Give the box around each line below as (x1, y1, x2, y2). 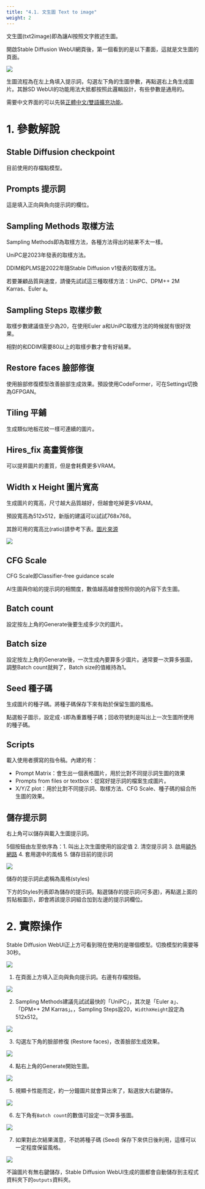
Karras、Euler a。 (6, 285, 51, 292)
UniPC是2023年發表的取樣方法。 (6, 251, 89, 259)
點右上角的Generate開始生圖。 (15, 1062, 93, 1069)
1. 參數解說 (6, 122, 60, 136)
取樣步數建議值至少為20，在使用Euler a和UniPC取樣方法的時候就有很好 (6, 322, 185, 329)
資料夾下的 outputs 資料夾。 (6, 1176, 75, 1183)
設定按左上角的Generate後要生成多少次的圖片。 (6, 620, 127, 628)
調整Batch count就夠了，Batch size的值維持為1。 (6, 663, 130, 671)
